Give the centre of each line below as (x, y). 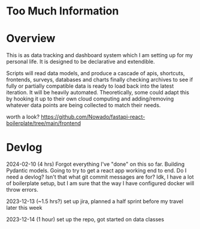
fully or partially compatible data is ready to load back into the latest (90, 86)
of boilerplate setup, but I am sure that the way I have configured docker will (100, 183)
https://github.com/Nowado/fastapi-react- (93, 117)
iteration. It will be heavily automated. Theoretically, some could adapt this (98, 93)
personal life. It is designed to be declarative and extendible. (81, 62)
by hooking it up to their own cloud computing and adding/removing (90, 99)
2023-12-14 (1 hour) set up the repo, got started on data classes (85, 219)
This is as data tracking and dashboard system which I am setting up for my (100, 55)
